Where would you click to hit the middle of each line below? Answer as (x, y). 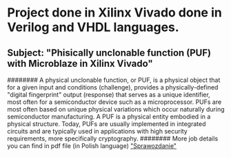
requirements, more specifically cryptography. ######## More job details (113, 138)
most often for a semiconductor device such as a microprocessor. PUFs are (114, 102)
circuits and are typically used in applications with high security (97, 131)
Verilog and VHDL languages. (93, 27)
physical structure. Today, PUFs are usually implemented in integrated (107, 124)
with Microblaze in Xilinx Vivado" (80, 63)
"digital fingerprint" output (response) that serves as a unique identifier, (109, 95)
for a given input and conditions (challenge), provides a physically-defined (113, 87)
